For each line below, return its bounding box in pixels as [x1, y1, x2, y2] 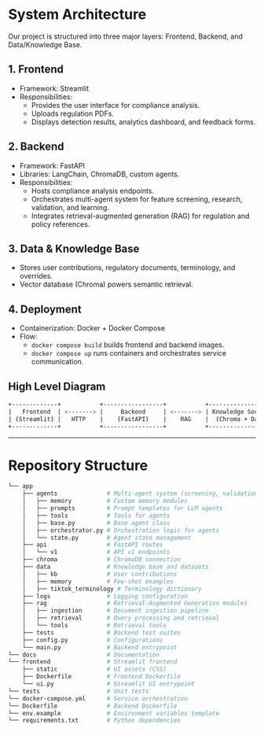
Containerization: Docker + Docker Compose [19, 323, 166, 333]
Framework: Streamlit [19, 83, 90, 93]
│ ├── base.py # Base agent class [22, 519, 170, 527]
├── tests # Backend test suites [22, 628, 181, 637]
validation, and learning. [31, 202, 110, 212]
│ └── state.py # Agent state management [22, 534, 192, 542]
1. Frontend [8, 63, 64, 76]
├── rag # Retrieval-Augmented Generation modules [22, 600, 247, 608]
